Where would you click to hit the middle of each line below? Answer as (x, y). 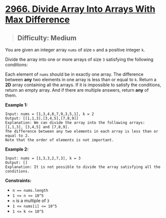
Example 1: (17, 105)
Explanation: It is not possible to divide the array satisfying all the (83, 167)
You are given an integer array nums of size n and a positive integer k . (75, 50)
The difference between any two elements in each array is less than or (82, 131)
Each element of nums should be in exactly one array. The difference (74, 74)
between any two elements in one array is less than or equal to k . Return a (81, 80)
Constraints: (18, 180)
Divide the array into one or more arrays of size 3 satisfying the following (79, 59)
